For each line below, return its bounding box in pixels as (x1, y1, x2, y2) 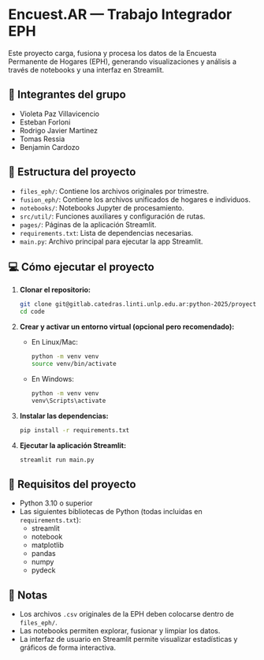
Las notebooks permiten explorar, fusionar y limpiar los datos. (19, 626, 221, 636)
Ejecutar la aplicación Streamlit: (19, 440, 127, 450)
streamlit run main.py (19, 456, 95, 464)
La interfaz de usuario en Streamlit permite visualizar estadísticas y (19, 635, 238, 643)
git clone (19, 300, 53, 308)
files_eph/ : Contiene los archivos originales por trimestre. (19, 186, 210, 196)
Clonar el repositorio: (19, 285, 91, 295)
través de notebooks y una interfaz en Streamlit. (8, 65, 165, 74)
